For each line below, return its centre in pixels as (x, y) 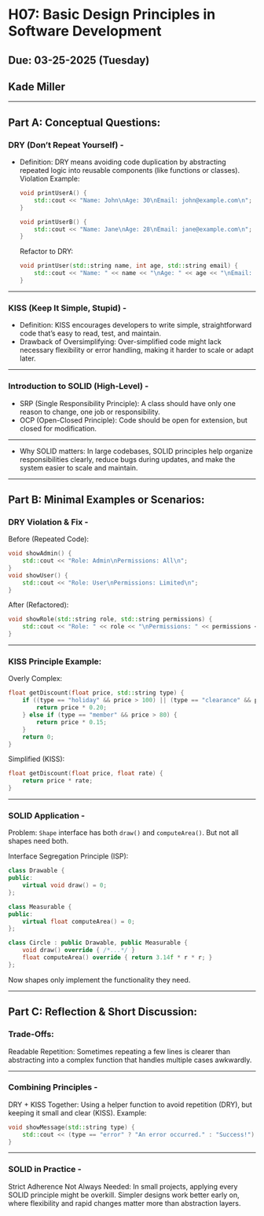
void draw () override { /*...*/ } (79, 950)
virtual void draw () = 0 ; (65, 885)
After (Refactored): (38, 605)
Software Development (85, 31)
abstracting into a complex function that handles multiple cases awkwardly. (130, 1060)
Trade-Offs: (31, 1035)
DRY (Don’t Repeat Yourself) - (66, 145)
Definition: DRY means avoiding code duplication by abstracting (123, 162)
